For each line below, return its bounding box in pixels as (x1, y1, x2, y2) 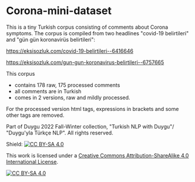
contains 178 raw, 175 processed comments (14, 81, 120, 89)
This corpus (6, 70, 35, 77)
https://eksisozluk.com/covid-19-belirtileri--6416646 (6, 47, 134, 54)
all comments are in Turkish (14, 87, 82, 95)
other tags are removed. (6, 112, 65, 119)
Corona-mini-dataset (6, 4, 112, 18)
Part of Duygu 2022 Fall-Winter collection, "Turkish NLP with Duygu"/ (6, 123, 174, 130)
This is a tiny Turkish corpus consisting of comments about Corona (6, 23, 169, 31)
